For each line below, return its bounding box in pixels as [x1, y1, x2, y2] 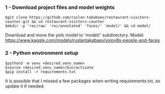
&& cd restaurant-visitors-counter [31, 19, 105, 24]
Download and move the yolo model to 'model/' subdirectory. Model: [5, 32, 144, 38]
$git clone [5, 15, 28, 20]
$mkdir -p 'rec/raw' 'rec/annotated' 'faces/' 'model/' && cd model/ [5, 23, 151, 28]
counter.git [5, 19, 30, 24]
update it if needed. [5, 83, 45, 89]
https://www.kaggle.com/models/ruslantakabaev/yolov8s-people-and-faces [5, 37, 160, 43]
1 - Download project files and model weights [5, 4, 115, 11]
